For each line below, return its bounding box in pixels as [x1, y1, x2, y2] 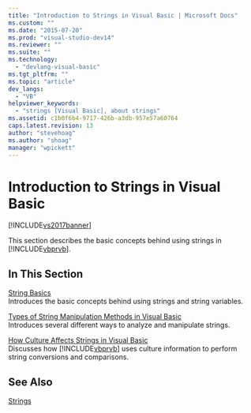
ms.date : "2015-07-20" [8, 26, 83, 34]
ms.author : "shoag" [8, 136, 73, 145]
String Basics [8, 288, 51, 298]
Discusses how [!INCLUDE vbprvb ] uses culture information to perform [8, 344, 238, 354]
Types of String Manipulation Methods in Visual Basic [8, 312, 182, 321]
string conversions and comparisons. [8, 352, 129, 362]
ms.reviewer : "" [8, 41, 62, 49]
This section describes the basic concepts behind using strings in [8, 236, 223, 246]
